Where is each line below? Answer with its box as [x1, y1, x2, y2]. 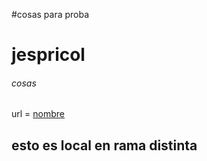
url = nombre [11, 108, 65, 120]
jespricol [11, 44, 86, 66]
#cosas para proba [11, 9, 90, 20]
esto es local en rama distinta [11, 137, 198, 154]
